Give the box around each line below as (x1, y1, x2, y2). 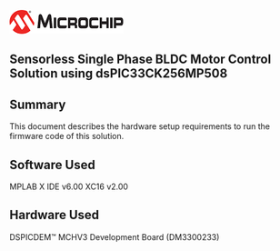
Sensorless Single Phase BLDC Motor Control (9, 52, 272, 67)
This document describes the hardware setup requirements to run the (9, 121, 271, 132)
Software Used (9, 156, 95, 173)
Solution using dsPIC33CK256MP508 (9, 65, 228, 82)
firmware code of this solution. (9, 131, 125, 142)
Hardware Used (9, 207, 100, 223)
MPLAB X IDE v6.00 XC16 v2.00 (9, 181, 129, 192)
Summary (9, 96, 66, 112)
